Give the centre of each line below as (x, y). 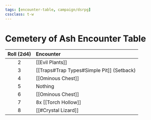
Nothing (45, 87)
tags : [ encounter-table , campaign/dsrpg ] (48, 10)
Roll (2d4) (19, 54)
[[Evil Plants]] (52, 62)
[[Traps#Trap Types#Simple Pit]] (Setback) (86, 70)
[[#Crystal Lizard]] (57, 110)
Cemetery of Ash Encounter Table (75, 39)
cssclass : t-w (20, 14)
